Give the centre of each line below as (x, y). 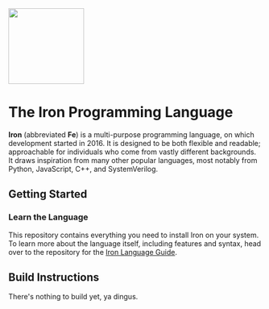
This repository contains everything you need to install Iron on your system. (134, 235)
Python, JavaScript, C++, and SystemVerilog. (83, 169)
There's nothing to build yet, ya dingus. (73, 297)
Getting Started (48, 194)
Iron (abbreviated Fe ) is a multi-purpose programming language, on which (132, 134)
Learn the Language (48, 217)
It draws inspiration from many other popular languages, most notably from (133, 160)
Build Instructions (54, 278)
